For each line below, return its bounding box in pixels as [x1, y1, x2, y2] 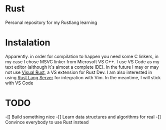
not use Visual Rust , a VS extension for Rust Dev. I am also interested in [5, 69, 152, 75]
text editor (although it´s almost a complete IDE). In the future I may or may [5, 64, 159, 70]
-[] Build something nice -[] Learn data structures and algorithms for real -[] [5, 114, 161, 120]
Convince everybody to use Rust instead [5, 119, 89, 125]
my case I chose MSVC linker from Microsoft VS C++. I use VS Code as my [5, 58, 160, 65]
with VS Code [5, 80, 33, 86]
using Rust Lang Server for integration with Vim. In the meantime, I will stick [5, 74, 161, 80]
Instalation [5, 37, 50, 48]
